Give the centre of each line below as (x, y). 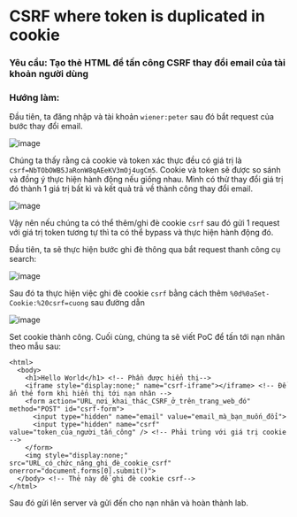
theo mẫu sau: (35, 346)
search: (23, 259)
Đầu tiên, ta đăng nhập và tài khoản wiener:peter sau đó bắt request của (141, 117)
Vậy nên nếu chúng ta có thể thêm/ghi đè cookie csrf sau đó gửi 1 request (145, 223)
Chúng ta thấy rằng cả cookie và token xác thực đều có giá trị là (126, 160)
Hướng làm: (34, 97)
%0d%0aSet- (250, 294)
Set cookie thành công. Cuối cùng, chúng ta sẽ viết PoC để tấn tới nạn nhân (147, 337)
